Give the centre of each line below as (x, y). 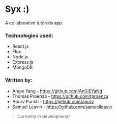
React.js (20, 46)
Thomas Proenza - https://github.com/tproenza (60, 96)
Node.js (20, 57)
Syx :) (17, 9)
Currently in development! (44, 116)
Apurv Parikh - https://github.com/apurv (53, 101)
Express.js (23, 62)
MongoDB (22, 67)
